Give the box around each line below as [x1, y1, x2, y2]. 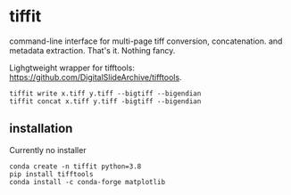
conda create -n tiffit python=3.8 [9, 162, 142, 171]
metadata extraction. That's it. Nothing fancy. [9, 45, 176, 55]
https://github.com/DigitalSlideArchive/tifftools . [9, 71, 182, 82]
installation [9, 121, 73, 136]
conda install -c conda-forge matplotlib [9, 177, 166, 186]
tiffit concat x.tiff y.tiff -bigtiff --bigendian [9, 96, 202, 106]
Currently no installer [9, 144, 87, 155]
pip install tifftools [9, 169, 94, 179]
